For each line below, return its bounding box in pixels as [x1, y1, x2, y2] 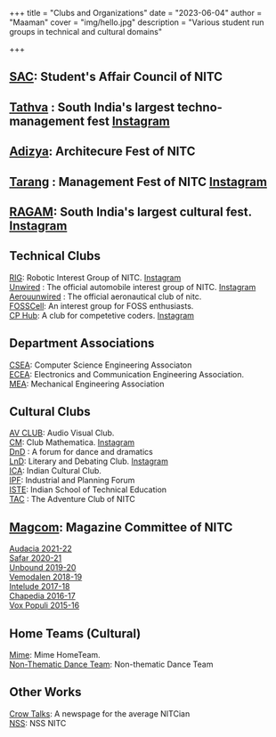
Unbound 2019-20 [9, 563, 77, 573]
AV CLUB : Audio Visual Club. [9, 427, 115, 439]
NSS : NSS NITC [9, 717, 67, 728]
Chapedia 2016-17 [9, 591, 76, 602]
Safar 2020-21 [9, 553, 62, 563]
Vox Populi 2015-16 [9, 600, 80, 611]
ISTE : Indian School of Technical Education [9, 484, 167, 495]
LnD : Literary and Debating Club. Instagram [9, 456, 169, 466]
